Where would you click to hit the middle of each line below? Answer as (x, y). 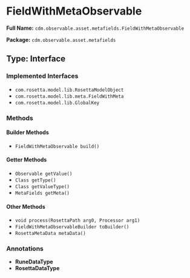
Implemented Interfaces (42, 76)
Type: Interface (36, 59)
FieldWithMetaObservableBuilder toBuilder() (72, 227)
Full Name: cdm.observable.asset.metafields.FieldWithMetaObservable (95, 28)
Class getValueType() (42, 186)
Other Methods (26, 206)
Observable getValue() (44, 174)
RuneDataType (34, 262)
